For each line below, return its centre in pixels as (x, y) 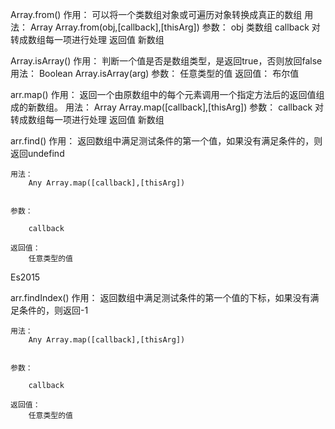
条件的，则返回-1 (53, 310)
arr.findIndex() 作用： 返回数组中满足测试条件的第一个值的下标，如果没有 (160, 297)
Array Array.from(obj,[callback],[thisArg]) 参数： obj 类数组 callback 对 (175, 27)
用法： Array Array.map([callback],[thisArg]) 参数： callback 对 (194, 107)
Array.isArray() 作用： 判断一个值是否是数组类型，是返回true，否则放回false (166, 61)
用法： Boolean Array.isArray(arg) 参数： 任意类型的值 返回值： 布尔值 (155, 73)
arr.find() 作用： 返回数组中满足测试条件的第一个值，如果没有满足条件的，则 (166, 141)
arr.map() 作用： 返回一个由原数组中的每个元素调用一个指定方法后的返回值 (163, 94)
